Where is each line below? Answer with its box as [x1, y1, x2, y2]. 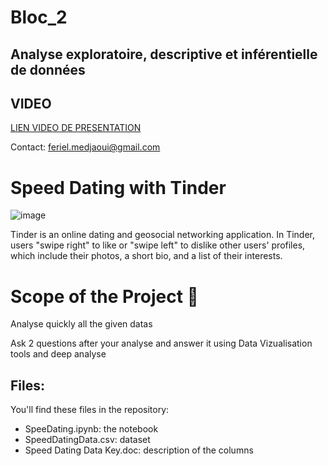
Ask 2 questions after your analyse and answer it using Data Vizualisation [10, 337, 313, 350]
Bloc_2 [10, 6, 68, 29]
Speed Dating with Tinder [10, 176, 227, 199]
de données [10, 61, 86, 78]
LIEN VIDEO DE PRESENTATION [10, 122, 142, 134]
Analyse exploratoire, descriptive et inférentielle [10, 46, 318, 63]
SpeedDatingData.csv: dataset [24, 434, 151, 446]
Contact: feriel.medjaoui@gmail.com [10, 141, 161, 153]
